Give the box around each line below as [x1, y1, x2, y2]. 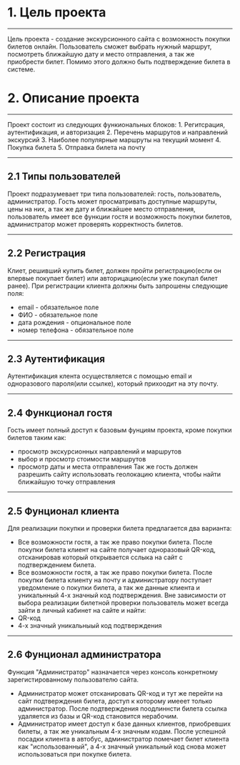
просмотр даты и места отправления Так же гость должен [17, 462, 199, 471]
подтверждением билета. [17, 560, 96, 569]
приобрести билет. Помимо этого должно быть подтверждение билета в [7, 57, 231, 66]
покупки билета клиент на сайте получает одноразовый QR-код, [17, 545, 216, 554]
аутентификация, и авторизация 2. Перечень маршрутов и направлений [7, 128, 229, 136]
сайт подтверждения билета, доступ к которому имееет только [17, 696, 213, 705]
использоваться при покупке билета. [17, 749, 132, 758]
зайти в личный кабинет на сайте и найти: [17, 606, 146, 614]
